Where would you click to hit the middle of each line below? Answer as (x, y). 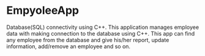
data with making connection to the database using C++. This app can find (101, 33)
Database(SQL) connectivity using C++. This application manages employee (103, 27)
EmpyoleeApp (43, 11)
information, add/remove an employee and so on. (68, 46)
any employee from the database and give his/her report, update (88, 40)
